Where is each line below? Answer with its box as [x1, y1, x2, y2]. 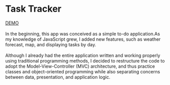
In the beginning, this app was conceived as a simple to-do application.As [5, 31, 160, 37]
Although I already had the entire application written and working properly [5, 52, 160, 59]
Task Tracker [5, 3, 62, 15]
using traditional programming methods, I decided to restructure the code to [5, 58, 165, 64]
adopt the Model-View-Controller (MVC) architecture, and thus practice [5, 63, 155, 69]
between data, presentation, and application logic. [5, 74, 110, 80]
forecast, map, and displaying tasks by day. [5, 41, 97, 47]
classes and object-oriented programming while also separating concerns [5, 68, 160, 74]
